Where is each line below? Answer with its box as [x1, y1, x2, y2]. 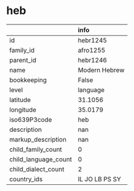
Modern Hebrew [77, 65, 125, 74]
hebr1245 [77, 36, 107, 45]
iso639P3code [9, 115, 52, 124]
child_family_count [9, 145, 62, 153]
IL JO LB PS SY [77, 175, 121, 183]
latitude [9, 95, 31, 104]
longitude [9, 105, 37, 114]
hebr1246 [77, 56, 107, 64]
